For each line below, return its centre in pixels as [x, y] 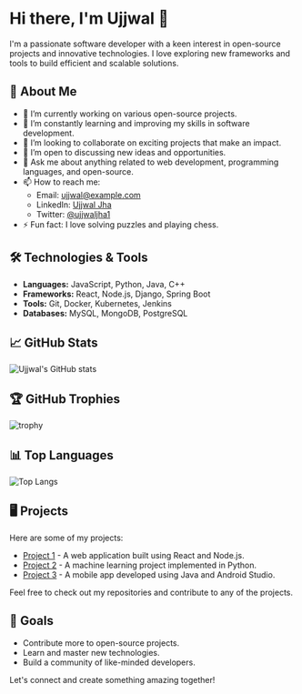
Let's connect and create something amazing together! [112, 679]
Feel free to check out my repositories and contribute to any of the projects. [151, 592]
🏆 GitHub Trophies [65, 399]
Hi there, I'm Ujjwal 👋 [89, 19]
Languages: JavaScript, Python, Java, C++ [104, 284]
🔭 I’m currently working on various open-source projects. [130, 114]
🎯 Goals [32, 621]
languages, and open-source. [78, 171]
